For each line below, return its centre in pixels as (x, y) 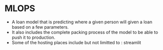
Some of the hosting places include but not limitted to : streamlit (76, 42)
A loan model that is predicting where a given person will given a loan (82, 22)
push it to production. (33, 37)
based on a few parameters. (40, 27)
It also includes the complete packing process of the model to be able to (85, 32)
